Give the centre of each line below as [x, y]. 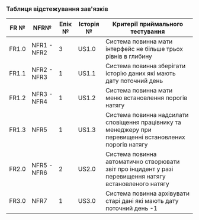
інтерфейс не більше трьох [145, 49]
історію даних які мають [141, 74]
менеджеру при [129, 130]
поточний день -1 [132, 208]
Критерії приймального [148, 24]
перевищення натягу [136, 177]
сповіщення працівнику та [144, 122]
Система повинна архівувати [147, 193]
